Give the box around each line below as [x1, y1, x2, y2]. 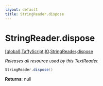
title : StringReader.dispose [5, 12, 64, 17]
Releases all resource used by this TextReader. [5, 58, 99, 64]
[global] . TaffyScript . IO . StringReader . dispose [5, 49, 93, 54]
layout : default [5, 7, 38, 12]
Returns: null [5, 76, 32, 82]
